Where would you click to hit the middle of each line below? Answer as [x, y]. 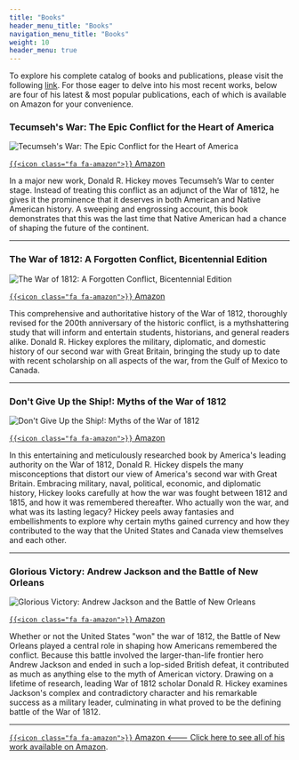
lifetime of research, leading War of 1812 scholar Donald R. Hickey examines [148, 684]
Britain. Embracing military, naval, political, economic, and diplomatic [135, 484]
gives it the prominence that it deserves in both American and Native [135, 200]
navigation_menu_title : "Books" [69, 34]
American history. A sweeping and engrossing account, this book [129, 209]
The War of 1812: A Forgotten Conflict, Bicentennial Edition [138, 260]
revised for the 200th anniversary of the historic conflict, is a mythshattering [149, 323]
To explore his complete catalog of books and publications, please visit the [146, 76]
